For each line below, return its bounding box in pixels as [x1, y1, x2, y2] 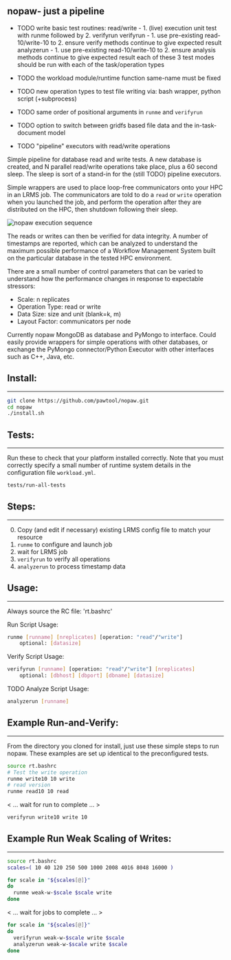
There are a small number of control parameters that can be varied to [7, 267, 203, 275]
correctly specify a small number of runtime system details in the [7, 461, 191, 469]
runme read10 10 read [7, 788, 69, 795]
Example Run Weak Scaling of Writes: [7, 833, 172, 845]
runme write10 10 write [7, 775, 76, 782]
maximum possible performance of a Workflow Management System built [7, 246, 216, 254]
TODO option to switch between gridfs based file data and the [16, 121, 193, 130]
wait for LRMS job [16, 547, 68, 555]
